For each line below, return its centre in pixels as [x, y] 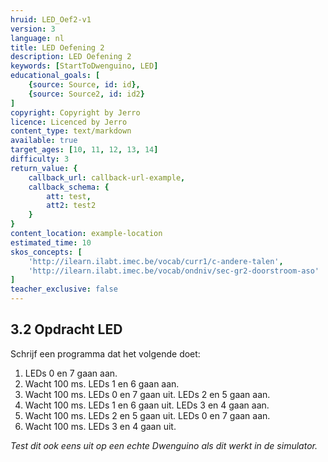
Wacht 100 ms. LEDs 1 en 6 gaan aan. [102, 383]
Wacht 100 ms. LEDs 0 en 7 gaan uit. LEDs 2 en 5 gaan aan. [147, 394]
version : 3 [33, 29]
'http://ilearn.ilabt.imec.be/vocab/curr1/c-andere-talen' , [156, 261]
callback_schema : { [69, 187]
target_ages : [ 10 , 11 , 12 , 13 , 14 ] [84, 150]
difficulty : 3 [40, 159]
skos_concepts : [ [46, 252]
